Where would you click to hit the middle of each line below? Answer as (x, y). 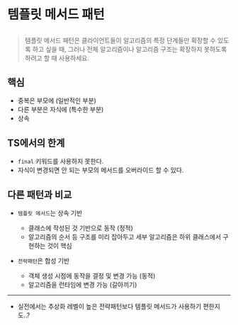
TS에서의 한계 (36, 143)
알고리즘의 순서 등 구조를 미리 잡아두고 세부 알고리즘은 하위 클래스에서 (125, 237)
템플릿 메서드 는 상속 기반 (50, 213)
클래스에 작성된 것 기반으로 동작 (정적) (80, 228)
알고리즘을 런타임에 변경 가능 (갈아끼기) (83, 285)
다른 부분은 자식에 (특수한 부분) (61, 110)
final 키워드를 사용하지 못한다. (61, 161)
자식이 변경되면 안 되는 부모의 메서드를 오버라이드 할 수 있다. (101, 170)
